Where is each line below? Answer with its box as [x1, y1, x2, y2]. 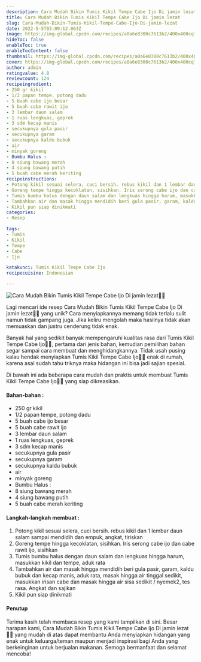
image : [6, 31, 23, 37]
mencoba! [6, 650, 31, 657]
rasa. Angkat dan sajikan [14, 585, 76, 592]
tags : [6, 226, 20, 232]
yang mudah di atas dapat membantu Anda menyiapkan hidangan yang [14, 631, 190, 638]
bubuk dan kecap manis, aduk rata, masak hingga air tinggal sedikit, [14, 572, 183, 579]
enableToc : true [6, 43, 47, 49]
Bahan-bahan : [6, 391, 44, 399]
